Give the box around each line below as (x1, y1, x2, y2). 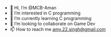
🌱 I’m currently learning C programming (9, 15, 91, 21)
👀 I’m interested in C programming (9, 10, 81, 16)
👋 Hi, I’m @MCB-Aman (9, 5, 56, 10)
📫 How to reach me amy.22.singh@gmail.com (9, 26, 106, 32)
